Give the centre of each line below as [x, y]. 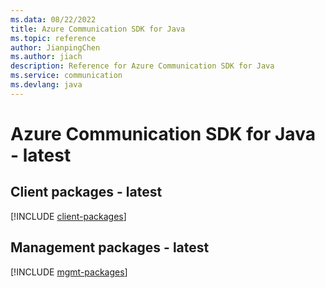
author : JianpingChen [55, 47]
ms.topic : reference [53, 38]
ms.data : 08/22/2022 [53, 19]
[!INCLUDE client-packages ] [68, 216]
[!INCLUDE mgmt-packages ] [69, 272]
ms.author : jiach [46, 57]
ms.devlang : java [46, 85]
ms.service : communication [66, 76]
